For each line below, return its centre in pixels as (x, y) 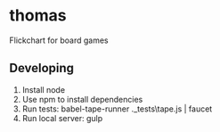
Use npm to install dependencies (82, 99)
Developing (41, 68)
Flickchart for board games (59, 40)
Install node (43, 89)
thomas (38, 16)
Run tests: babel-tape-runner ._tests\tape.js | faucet (117, 109)
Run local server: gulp (62, 118)
